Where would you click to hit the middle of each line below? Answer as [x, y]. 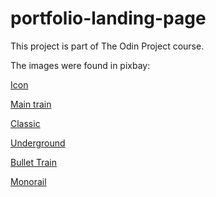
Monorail [28, 181]
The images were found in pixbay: [80, 65]
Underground [38, 143]
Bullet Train [33, 162]
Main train [31, 104]
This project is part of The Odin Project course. [107, 46]
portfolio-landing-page [108, 18]
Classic [25, 123]
